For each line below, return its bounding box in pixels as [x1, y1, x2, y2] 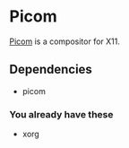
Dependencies [9, 62, 92, 77]
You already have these [9, 108, 114, 120]
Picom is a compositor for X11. [9, 36, 121, 47]
